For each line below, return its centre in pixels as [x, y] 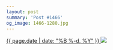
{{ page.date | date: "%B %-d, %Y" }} [53, 41]
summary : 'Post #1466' [35, 17]
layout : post [23, 12]
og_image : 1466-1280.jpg [37, 23]
